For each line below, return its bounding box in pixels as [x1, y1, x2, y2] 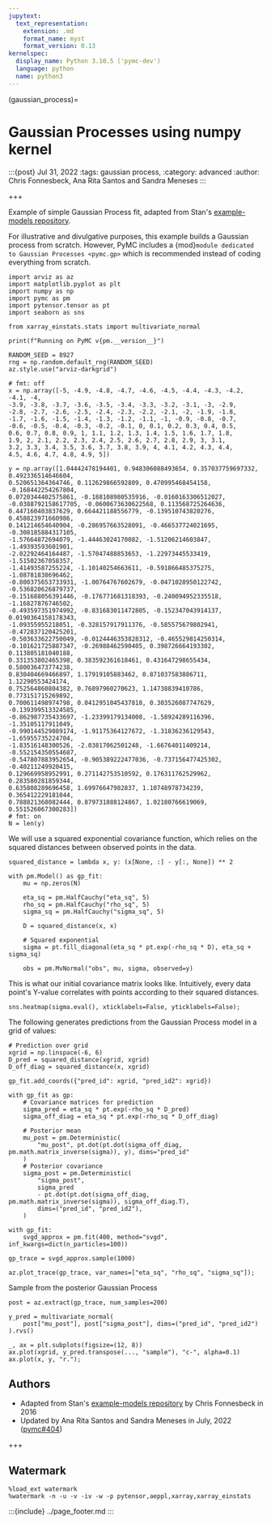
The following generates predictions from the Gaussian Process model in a [8, 1017, 257, 1027]
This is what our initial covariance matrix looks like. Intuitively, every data [8, 978, 251, 988]
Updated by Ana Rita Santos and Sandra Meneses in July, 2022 [19, 1416, 232, 1426]
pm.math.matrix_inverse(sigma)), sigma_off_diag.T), [8, 1197, 190, 1205]
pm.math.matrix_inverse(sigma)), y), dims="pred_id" [8, 1148, 190, 1156]
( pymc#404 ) [19, 1424, 63, 1434]
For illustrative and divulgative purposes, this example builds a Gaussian [8, 231, 249, 241]
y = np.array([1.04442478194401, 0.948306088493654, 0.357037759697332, [8, 464, 259, 473]
